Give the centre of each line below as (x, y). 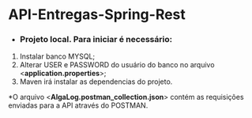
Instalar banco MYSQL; (57, 56)
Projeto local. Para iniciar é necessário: (96, 40)
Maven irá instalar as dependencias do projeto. (96, 82)
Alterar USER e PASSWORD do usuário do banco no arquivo (117, 65)
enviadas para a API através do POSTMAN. (78, 105)
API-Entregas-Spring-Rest (97, 15)
